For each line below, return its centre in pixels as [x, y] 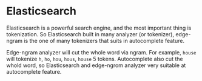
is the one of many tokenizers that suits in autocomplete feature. [104, 40]
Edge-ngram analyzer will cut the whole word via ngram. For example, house [101, 52]
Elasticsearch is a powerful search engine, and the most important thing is [99, 28]
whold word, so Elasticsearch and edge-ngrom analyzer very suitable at [96, 65]
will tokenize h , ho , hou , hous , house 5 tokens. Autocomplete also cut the [95, 59]
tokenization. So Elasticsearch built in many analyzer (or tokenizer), [90, 34]
